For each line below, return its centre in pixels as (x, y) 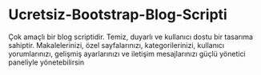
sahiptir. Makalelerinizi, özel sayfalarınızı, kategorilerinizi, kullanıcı (116, 45)
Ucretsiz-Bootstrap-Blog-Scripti (118, 15)
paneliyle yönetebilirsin (46, 62)
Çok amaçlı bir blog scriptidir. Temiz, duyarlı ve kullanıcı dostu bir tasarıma (131, 37)
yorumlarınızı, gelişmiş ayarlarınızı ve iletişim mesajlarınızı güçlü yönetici (127, 53)
